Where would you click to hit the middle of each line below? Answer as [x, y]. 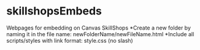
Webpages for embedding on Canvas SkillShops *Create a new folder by [99, 28]
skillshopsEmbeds [54, 11]
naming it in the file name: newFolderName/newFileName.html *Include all [100, 34]
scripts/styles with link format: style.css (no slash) [70, 40]
